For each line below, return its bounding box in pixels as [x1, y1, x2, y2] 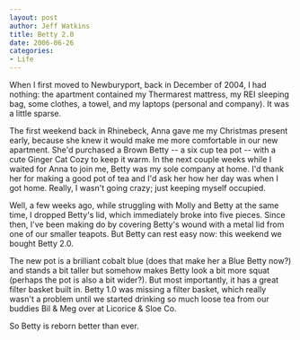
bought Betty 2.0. [9, 239, 74, 248]
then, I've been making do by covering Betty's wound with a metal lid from [9, 219, 285, 230]
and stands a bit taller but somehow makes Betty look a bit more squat [9, 266, 270, 275]
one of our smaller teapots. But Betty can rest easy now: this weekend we [9, 229, 283, 239]
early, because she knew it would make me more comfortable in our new [9, 135, 278, 145]
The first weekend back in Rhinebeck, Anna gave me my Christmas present [9, 126, 288, 135]
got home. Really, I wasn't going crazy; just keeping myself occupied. [9, 183, 267, 193]
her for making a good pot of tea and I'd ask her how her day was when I [9, 173, 278, 184]
